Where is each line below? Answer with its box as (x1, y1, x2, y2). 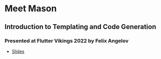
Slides (11, 48, 25, 54)
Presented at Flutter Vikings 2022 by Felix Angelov (4, 37, 129, 44)
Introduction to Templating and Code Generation (4, 23, 157, 31)
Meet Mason (4, 3, 57, 14)
